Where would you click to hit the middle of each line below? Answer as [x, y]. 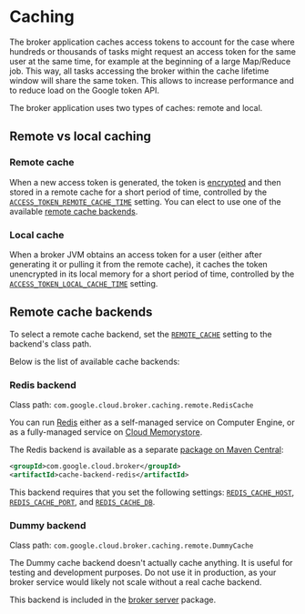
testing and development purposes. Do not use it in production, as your [143, 573]
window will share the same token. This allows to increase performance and [152, 80]
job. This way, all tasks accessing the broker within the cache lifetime [139, 71]
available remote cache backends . [74, 211]
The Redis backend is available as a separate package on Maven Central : [147, 450]
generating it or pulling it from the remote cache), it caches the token [139, 264]
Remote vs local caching [81, 137]
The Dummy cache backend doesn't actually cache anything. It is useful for [151, 563]
